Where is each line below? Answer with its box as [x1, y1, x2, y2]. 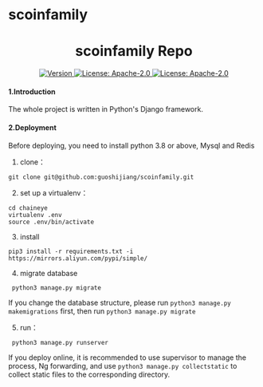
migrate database [19, 268, 78, 278]
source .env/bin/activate [8, 218, 94, 226]
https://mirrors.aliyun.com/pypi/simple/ [8, 254, 148, 263]
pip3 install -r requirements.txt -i [8, 247, 134, 255]
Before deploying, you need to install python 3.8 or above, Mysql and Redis [8, 140, 255, 150]
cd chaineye [8, 203, 48, 212]
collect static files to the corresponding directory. [8, 369, 171, 379]
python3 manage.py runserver [11, 338, 109, 346]
